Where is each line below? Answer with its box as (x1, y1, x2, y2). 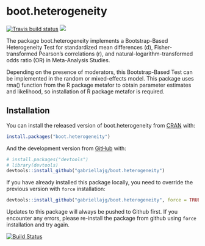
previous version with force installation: (6, 185, 106, 193)
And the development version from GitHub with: (6, 145, 126, 152)
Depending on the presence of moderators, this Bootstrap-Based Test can (6, 68, 193, 76)
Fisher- (154, 43, 173, 51)
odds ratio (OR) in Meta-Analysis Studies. (6, 56, 110, 63)
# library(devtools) (6, 162, 59, 168)
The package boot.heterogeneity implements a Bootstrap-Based (6, 37, 168, 44)
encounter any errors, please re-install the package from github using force (6, 215, 197, 222)
